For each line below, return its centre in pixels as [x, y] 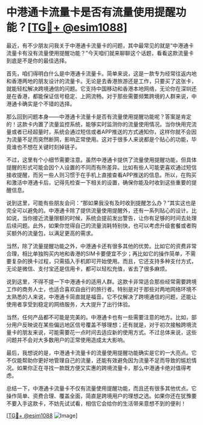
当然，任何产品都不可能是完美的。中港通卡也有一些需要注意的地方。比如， [99, 317]
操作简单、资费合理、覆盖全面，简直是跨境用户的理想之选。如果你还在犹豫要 [101, 396]
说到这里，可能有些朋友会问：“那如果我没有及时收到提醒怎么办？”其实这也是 [101, 203]
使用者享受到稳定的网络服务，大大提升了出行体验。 [70, 304]
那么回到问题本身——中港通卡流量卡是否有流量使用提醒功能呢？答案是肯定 [99, 116]
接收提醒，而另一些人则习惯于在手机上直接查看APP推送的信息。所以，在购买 [101, 175]
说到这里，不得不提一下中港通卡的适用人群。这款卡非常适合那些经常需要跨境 [101, 282]
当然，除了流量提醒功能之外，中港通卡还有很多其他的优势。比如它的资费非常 [101, 246]
